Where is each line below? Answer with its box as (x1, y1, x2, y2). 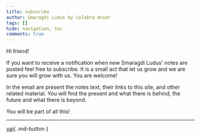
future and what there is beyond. (6, 97, 87, 104)
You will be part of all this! (6, 108, 70, 115)
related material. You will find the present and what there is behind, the (6, 90, 181, 97)
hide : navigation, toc (6, 25, 63, 32)
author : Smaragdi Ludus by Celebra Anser (6, 14, 111, 20)
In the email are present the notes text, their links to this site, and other (6, 83, 181, 91)
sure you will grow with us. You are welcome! (6, 72, 118, 79)
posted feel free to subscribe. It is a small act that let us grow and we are (6, 65, 185, 73)
